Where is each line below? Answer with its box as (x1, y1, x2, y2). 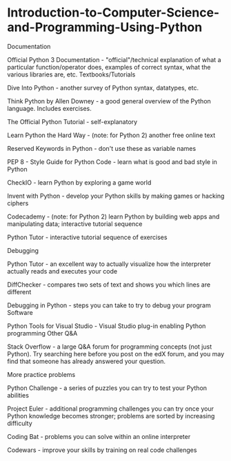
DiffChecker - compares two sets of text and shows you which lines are (7, 280, 211, 289)
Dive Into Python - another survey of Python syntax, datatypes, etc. (7, 83, 199, 92)
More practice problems (7, 370, 76, 378)
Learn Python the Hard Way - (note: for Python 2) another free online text (7, 131, 216, 139)
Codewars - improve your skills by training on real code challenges (7, 446, 197, 454)
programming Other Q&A (7, 329, 78, 337)
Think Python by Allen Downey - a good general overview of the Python (7, 96, 212, 105)
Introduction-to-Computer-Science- (7, 5, 220, 21)
